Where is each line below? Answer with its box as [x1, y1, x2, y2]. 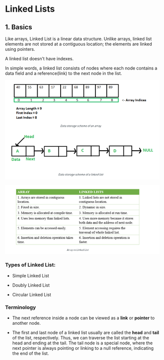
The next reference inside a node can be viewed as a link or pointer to [12, 315, 155, 321]
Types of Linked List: [5, 262, 56, 269]
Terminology [5, 304, 36, 311]
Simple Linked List [12, 272, 49, 278]
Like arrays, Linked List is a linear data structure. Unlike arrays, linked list [5, 36, 152, 42]
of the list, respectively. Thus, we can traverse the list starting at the [12, 335, 149, 340]
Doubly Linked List [12, 282, 50, 288]
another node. [12, 320, 41, 326]
